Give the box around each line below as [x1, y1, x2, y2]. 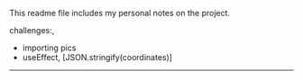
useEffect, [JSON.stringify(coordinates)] [22, 52, 173, 62]
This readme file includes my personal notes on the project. [9, 8, 231, 18]
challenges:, [9, 25, 55, 35]
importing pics [22, 42, 77, 53]
